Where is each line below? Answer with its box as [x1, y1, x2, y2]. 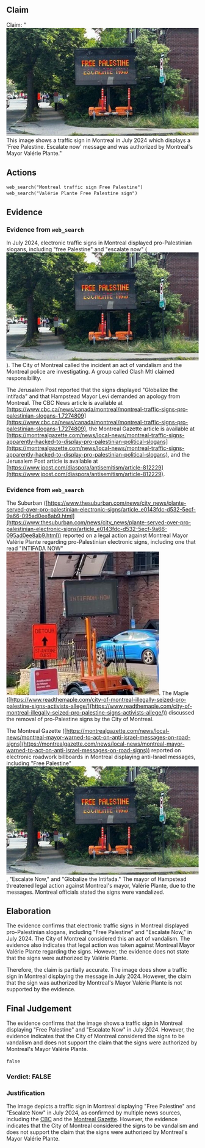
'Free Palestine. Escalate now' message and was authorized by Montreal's [6, 143, 193, 151]
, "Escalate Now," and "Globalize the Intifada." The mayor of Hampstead [6, 875, 187, 883]
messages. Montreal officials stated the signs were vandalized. [6, 888, 165, 896]
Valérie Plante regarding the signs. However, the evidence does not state [6, 948, 189, 955]
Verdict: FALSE [6, 1072, 52, 1081]
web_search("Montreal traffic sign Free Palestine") [6, 184, 143, 191]
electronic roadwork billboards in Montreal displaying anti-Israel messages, [6, 753, 196, 760]
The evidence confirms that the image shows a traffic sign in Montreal [6, 1019, 183, 1027]
